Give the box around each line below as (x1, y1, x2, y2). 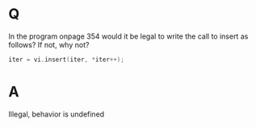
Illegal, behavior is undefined (8, 109, 105, 119)
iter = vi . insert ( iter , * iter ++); (8, 55, 125, 63)
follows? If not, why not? (8, 39, 90, 49)
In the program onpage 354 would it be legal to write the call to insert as (8, 31, 249, 41)
